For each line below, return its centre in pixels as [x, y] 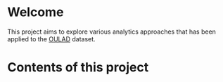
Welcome [36, 12]
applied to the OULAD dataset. [52, 39]
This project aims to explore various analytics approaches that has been [112, 32]
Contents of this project [78, 68]
